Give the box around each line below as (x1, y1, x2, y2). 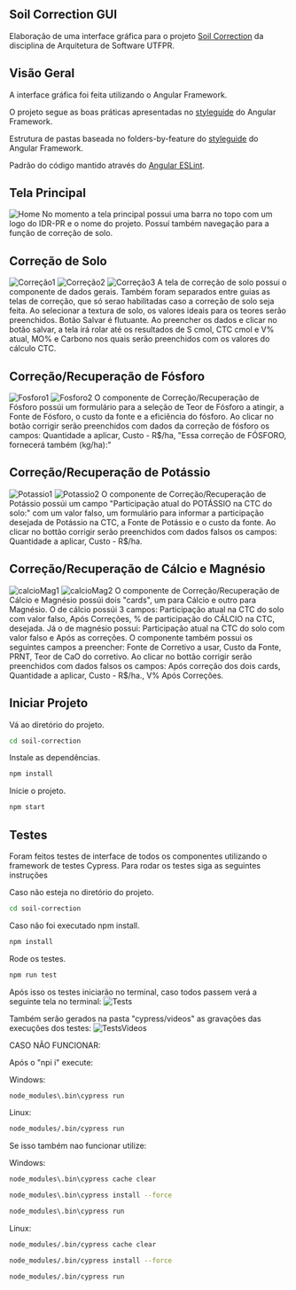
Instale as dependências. (9, 752, 101, 763)
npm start (9, 803, 46, 812)
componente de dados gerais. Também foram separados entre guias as (9, 287, 270, 297)
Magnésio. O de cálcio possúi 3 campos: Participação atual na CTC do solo (9, 603, 284, 615)
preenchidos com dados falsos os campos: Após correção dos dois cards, (9, 660, 281, 671)
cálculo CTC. (9, 343, 57, 354)
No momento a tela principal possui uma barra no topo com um (42, 208, 273, 220)
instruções (9, 869, 49, 880)
